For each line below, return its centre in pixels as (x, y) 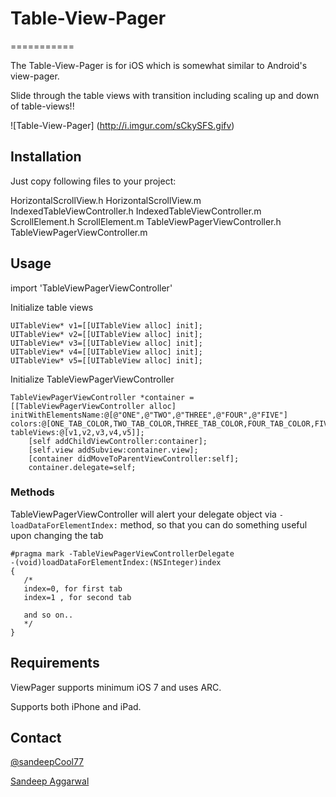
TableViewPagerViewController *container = (102, 397)
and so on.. (48, 615)
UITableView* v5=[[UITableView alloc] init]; (106, 360)
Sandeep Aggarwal (50, 781)
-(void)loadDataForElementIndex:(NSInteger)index (116, 562)
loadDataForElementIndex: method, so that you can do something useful (159, 524)
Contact (36, 738)
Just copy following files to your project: (93, 181)
